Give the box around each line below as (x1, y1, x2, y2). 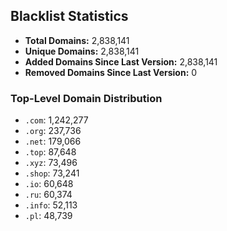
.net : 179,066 (24, 135, 82, 148)
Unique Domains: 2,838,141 (24, 45, 140, 57)
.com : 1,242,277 (24, 114, 89, 126)
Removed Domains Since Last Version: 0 (24, 66, 198, 78)
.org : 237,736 (24, 125, 82, 137)
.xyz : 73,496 (24, 157, 78, 169)
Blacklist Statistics (10, 8, 129, 25)
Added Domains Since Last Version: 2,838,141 (24, 55, 218, 68)
